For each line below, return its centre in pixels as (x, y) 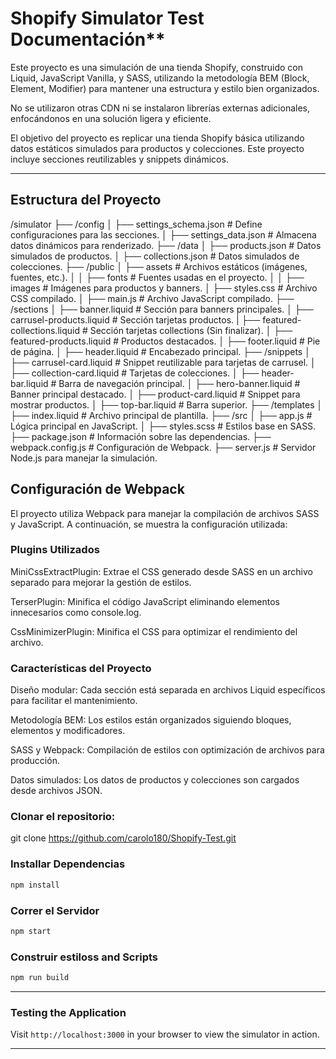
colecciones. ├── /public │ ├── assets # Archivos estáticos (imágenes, (159, 266)
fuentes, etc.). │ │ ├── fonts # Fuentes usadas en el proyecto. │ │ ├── (157, 277)
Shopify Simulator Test (107, 18)
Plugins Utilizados (55, 550)
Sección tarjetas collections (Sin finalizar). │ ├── (191, 330)
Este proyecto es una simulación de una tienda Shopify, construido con (156, 67)
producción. (35, 761)
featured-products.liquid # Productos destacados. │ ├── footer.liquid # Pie (165, 341)
